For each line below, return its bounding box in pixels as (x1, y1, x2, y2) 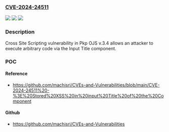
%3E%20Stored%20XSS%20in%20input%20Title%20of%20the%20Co (12, 92, 164, 98)
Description (5, 28, 35, 36)
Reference (5, 71, 28, 77)
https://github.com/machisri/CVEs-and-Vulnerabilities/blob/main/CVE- (12, 82, 160, 88)
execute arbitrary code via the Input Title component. (5, 45, 116, 51)
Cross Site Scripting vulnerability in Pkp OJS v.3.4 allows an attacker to (5, 40, 153, 46)
